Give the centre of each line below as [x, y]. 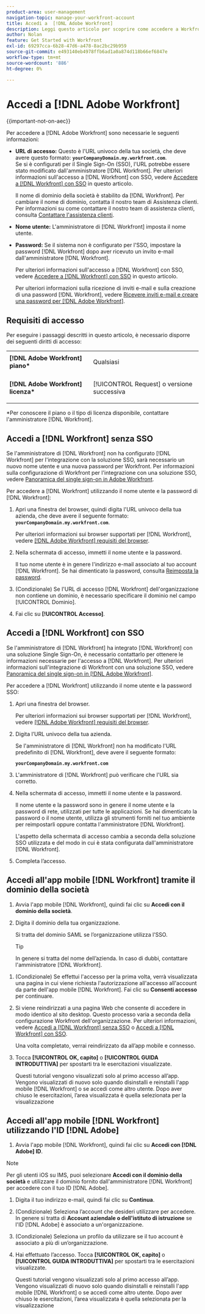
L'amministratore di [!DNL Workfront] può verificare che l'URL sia [97, 774]
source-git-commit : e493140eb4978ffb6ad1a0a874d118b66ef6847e [87, 52]
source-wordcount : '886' [38, 63]
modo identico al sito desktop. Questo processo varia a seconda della [103, 1014]
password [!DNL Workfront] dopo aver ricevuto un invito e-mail [94, 251]
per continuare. [34, 996]
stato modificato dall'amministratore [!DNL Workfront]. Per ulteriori [99, 171]
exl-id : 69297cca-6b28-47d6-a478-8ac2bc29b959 [67, 46]
